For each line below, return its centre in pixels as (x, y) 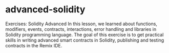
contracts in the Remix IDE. (34, 45)
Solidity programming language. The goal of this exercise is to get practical (84, 34)
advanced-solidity (45, 10)
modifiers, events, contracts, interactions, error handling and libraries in (81, 29)
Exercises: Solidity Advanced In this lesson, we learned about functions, (81, 24)
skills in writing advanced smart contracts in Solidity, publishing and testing (85, 40)
